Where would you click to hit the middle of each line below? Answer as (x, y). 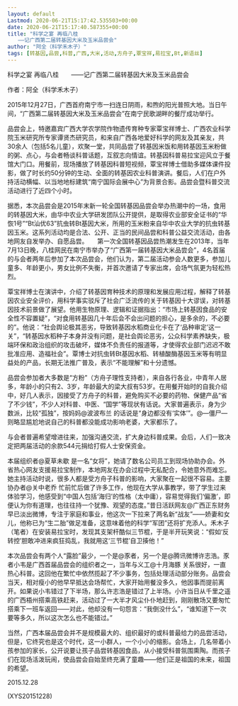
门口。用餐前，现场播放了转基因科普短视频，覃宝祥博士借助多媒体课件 (122, 164)
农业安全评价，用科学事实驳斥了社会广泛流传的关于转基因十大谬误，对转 (119, 300)
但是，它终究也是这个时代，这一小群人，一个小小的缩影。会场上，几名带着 (116, 641)
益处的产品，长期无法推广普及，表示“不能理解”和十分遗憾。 (94, 362)
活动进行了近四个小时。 (41, 190)
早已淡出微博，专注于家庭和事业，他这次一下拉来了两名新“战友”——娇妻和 (116, 514)
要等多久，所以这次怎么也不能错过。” (60, 617)
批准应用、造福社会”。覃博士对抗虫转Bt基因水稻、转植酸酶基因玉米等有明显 (117, 353)
